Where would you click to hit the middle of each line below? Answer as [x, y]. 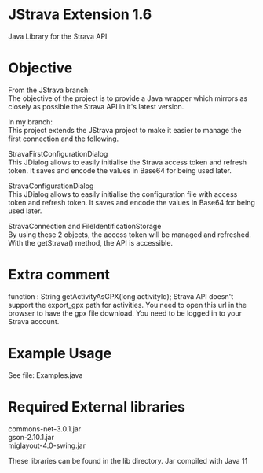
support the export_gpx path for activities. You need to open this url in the [128, 305]
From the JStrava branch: [49, 90]
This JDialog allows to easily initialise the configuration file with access [123, 194]
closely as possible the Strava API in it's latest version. [96, 106]
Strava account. [34, 321]
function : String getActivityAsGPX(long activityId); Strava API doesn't [121, 296]
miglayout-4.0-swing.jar [47, 445]
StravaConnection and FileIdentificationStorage [85, 226]
